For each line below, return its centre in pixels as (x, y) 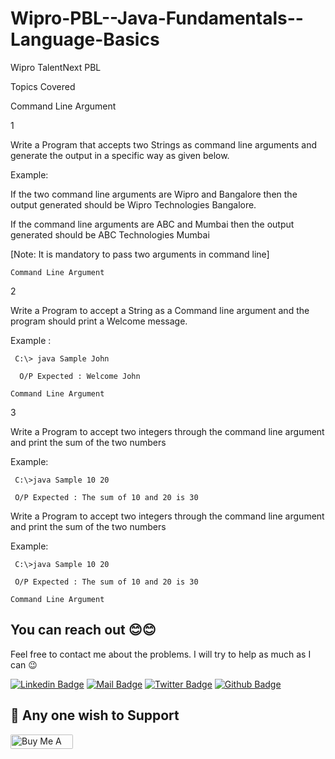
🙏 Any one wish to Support (95, 715)
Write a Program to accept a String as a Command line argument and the (160, 310)
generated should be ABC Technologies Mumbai (110, 234)
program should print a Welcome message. (99, 321)
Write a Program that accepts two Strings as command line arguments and (164, 144)
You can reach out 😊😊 (83, 630)
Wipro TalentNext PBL (56, 67)
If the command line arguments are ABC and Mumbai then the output (152, 224)
